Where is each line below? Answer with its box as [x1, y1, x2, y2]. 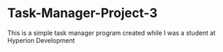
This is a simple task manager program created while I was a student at [7, 28, 216, 37]
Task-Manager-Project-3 [7, 5, 158, 21]
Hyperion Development [7, 36, 75, 44]
